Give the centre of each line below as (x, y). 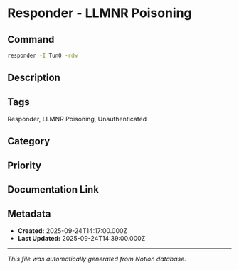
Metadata (29, 214)
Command (31, 39)
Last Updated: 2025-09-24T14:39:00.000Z (81, 239)
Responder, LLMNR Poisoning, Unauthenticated (77, 119)
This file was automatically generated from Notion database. (97, 259)
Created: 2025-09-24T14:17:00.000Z (73, 231)
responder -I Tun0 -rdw (43, 55)
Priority (24, 165)
